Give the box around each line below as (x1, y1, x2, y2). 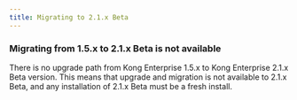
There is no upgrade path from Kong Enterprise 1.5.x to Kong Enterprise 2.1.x (9, 62, 289, 73)
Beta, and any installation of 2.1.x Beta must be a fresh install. (9, 81, 233, 91)
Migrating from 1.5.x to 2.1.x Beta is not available (9, 42, 222, 54)
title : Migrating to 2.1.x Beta (9, 12, 129, 22)
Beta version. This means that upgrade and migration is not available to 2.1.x (9, 72, 287, 82)
